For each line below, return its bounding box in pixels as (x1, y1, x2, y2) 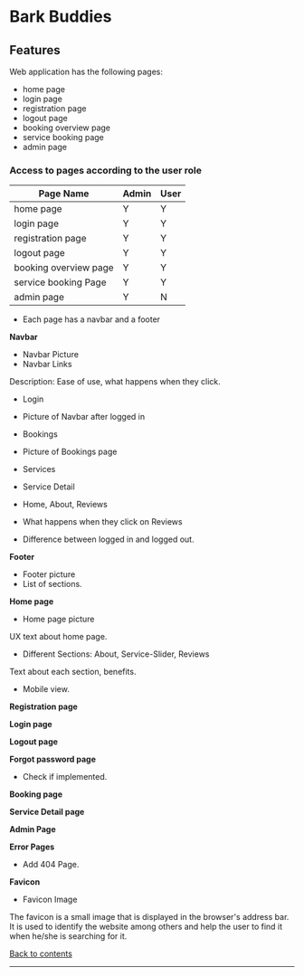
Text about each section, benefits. (9, 667, 137, 678)
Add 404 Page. (22, 859, 80, 870)
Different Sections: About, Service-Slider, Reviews (22, 649, 210, 659)
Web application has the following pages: (9, 66, 164, 77)
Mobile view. (22, 684, 70, 695)
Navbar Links (22, 359, 72, 370)
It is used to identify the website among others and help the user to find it (9, 921, 283, 933)
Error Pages (9, 841, 55, 852)
